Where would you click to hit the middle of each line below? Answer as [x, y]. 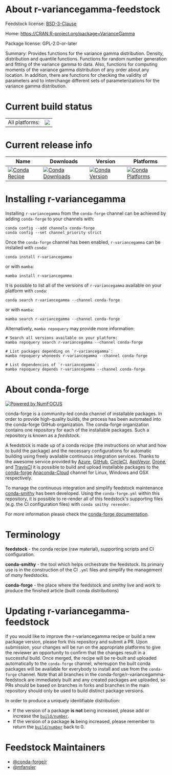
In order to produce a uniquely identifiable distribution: [63, 700]
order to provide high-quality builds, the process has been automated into [83, 419]
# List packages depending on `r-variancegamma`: [59, 351]
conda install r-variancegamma [39, 257]
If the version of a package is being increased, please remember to [83, 721]
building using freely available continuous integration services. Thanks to [82, 456]
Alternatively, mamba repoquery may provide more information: [70, 328]
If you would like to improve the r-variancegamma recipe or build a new [81, 636]
